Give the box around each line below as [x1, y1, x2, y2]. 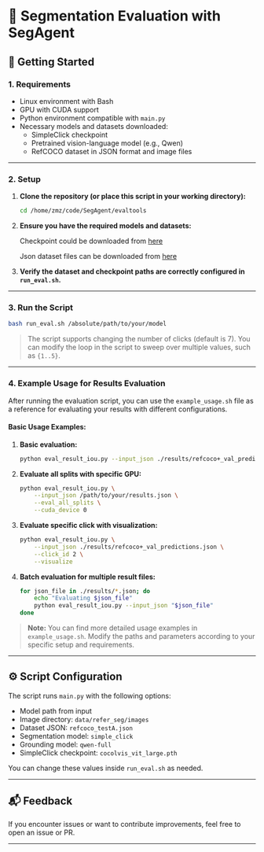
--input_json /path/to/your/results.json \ [34, 492, 178, 500]
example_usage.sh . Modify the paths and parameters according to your [27, 632, 255, 641]
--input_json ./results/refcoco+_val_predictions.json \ [34, 543, 225, 551]
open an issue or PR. [8, 828, 75, 837]
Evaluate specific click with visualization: [19, 521, 158, 530]
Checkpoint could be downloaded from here [19, 236, 163, 246]
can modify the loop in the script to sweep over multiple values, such [27, 342, 251, 352]
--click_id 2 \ [34, 550, 84, 558]
